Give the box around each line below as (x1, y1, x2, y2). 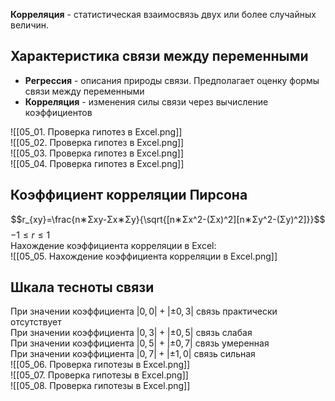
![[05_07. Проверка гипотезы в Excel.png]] (10, 369, 189, 381)
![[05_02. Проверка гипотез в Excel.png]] (10, 136, 185, 148)
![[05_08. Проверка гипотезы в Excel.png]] (10, 380, 191, 392)
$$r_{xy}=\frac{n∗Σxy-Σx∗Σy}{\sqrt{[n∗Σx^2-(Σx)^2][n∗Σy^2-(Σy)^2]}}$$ (10, 213, 326, 225)
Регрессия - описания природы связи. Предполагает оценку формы (24, 74, 320, 86)
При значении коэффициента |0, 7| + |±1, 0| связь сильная (10, 348, 256, 360)
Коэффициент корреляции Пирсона (10, 187, 248, 204)
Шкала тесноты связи (10, 279, 155, 296)
